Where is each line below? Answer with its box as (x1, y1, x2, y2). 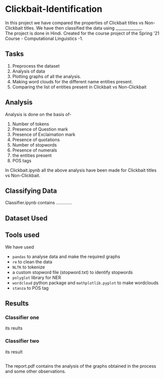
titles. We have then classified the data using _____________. (24, 25, 143, 31)
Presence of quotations (12, 137, 60, 143)
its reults (5, 325, 23, 331)
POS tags (12, 157, 32, 163)
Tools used (5, 231, 40, 239)
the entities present (12, 152, 52, 158)
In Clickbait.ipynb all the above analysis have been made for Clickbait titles (5, 167, 157, 173)
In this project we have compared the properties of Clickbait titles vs (5, 20, 144, 26)
